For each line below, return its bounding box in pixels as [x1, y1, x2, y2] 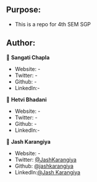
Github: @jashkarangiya [14, 162, 74, 169]
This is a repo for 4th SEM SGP [14, 20, 91, 27]
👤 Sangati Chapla [6, 54, 50, 61]
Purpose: [6, 5, 41, 15]
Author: [6, 38, 36, 48]
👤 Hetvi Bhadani [6, 95, 47, 103]
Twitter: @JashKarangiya [14, 156, 77, 163]
